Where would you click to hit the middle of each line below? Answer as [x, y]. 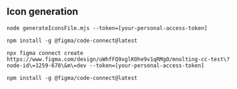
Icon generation [43, 12]
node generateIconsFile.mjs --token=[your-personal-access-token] [107, 28]
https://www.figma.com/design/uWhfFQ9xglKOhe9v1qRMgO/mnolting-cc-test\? [118, 59]
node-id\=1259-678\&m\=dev [47, 66]
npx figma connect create [45, 53]
